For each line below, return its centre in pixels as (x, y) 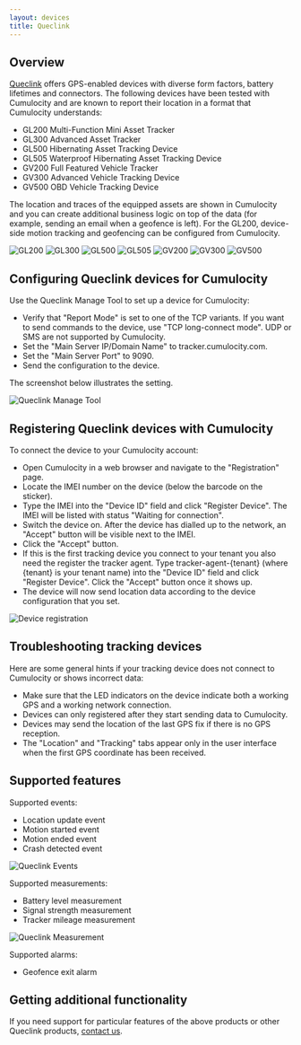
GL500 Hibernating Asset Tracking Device (100, 149)
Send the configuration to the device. (91, 365)
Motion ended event (59, 839)
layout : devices (39, 18)
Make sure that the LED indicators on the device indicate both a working (155, 695)
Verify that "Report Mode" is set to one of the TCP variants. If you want (153, 318)
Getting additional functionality (99, 1000)
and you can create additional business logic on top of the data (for (133, 214)
